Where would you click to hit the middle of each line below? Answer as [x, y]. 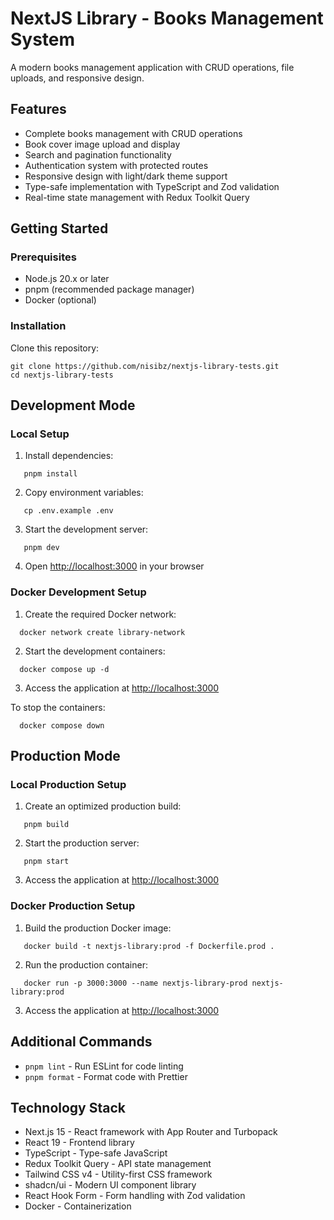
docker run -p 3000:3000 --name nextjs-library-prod [135, 983]
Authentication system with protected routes [116, 165]
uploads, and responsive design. [77, 78]
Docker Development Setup [78, 592]
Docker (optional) [60, 300]
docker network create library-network [102, 632]
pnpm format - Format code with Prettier [106, 1076]
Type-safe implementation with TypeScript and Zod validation [152, 186]
